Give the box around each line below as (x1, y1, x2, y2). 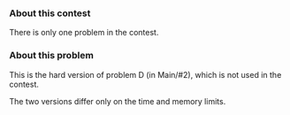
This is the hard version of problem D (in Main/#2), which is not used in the (9, 69, 282, 80)
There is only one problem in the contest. (9, 27, 159, 38)
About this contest (9, 7, 91, 19)
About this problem (9, 50, 95, 62)
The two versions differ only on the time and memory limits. (9, 96, 226, 106)
